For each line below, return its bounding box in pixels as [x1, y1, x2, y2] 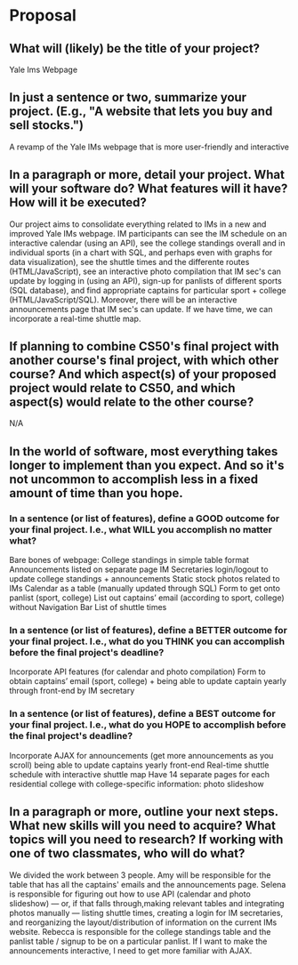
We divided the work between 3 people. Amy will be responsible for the [9, 869, 271, 881]
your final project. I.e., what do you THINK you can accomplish [9, 635, 286, 647]
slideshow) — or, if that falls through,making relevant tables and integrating [9, 897, 285, 908]
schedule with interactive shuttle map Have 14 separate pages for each [9, 768, 270, 779]
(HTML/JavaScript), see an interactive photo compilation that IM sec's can [9, 266, 282, 277]
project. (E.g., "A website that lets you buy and [9, 104, 273, 119]
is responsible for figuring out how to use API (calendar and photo [9, 889, 251, 899]
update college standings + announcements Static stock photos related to [9, 574, 280, 584]
